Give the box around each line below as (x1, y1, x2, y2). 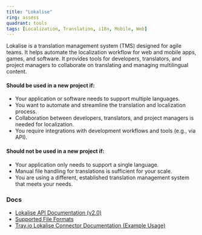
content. (6, 68, 27, 76)
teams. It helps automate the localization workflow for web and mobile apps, (6, 49, 197, 56)
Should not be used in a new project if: (6, 147, 105, 155)
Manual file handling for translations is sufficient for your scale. (15, 167, 172, 175)
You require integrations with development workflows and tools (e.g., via (15, 127, 196, 135)
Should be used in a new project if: (6, 82, 95, 89)
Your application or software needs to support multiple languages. (15, 95, 180, 103)
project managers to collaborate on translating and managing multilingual (6, 62, 189, 69)
